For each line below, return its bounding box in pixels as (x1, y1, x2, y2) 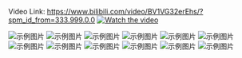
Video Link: (8, 7, 46, 16)
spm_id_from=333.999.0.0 (8, 15, 96, 25)
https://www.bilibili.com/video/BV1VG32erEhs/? (46, 7, 204, 16)
